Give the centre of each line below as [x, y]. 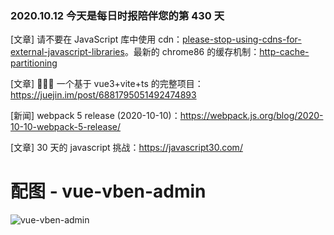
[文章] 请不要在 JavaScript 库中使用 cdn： [96, 39]
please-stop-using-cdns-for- [242, 39]
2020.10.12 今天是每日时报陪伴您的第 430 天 [117, 15]
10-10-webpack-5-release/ [66, 127]
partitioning [34, 63]
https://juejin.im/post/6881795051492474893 [103, 95]
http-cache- [284, 52]
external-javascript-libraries [67, 52]
